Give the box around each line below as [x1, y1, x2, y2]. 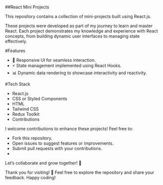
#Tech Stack [5, 81, 31, 87]
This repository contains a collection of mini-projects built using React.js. [5, 14, 152, 19]
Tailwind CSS [12, 106, 39, 112]
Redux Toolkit [12, 111, 40, 117]
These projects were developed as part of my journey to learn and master [5, 23, 153, 29]
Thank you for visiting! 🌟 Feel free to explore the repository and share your [5, 169, 155, 175]
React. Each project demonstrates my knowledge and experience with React [5, 28, 158, 34]
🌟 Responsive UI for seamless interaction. [12, 57, 96, 63]
